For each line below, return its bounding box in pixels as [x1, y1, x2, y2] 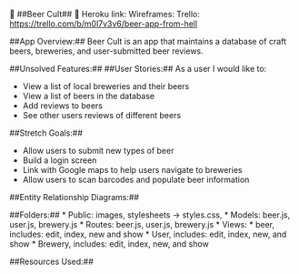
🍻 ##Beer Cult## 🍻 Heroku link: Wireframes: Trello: [9, 9, 200, 19]
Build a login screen [22, 155, 97, 166]
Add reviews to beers [22, 100, 103, 111]
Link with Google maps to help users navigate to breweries [22, 165, 243, 175]
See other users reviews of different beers [22, 110, 182, 120]
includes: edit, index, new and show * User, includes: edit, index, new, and [9, 228, 287, 239]
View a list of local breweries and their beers [22, 81, 190, 91]
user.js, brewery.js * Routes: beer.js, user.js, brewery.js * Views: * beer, [9, 219, 275, 229]
